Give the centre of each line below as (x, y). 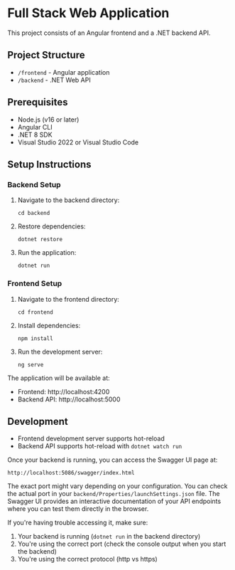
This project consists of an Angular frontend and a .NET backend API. (109, 33)
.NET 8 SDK (35, 134)
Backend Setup (34, 184)
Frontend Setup (35, 284)
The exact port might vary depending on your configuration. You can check (118, 486)
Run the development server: (60, 352)
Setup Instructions (49, 164)
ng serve (31, 364)
